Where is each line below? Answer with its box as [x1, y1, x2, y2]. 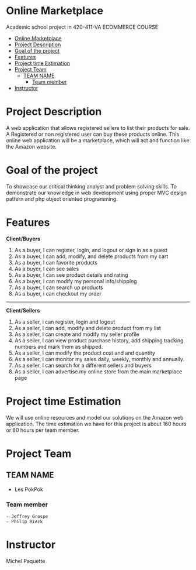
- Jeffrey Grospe [6, 513, 48, 519]
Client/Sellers [6, 307, 40, 314]
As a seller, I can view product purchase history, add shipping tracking [14, 336, 184, 344]
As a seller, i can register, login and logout [14, 318, 116, 325]
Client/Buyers [6, 235, 41, 242]
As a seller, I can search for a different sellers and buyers [14, 362, 152, 369]
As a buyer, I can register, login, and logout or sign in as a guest [14, 246, 167, 253]
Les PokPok [14, 486, 44, 493]
